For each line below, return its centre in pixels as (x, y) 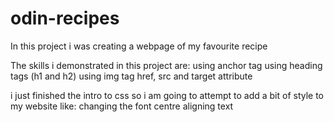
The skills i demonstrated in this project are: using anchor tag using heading (166, 65)
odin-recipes (65, 18)
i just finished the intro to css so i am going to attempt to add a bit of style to (167, 95)
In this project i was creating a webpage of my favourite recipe (139, 46)
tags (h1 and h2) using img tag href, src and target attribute (131, 76)
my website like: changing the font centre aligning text (122, 106)
